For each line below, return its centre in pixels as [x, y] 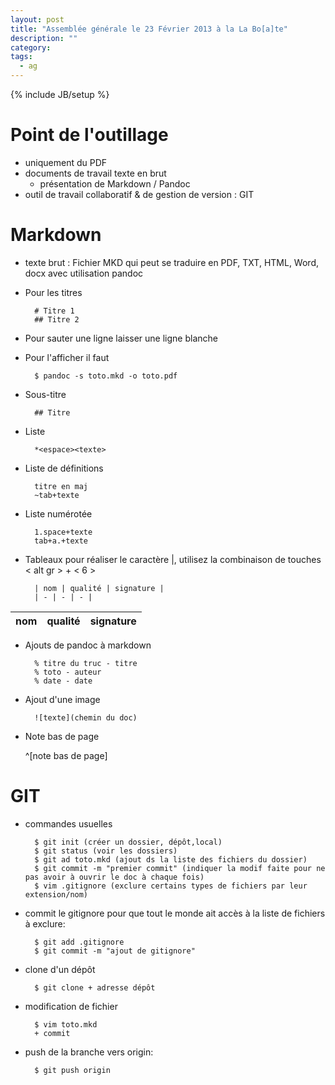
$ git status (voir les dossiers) [106, 851]
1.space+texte [63, 532]
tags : [21, 57]
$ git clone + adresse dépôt [95, 987]
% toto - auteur [68, 672]
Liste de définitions [64, 468]
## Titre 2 [57, 319]
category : [31, 47]
